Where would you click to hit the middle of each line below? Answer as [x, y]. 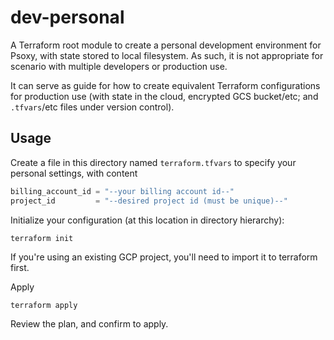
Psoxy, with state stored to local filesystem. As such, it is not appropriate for [167, 55]
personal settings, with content [74, 173]
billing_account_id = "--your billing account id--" [122, 191]
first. [20, 267]
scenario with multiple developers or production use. [119, 66]
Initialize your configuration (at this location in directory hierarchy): [147, 220]
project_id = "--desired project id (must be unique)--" [149, 201]
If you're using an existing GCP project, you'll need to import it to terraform [164, 257]
